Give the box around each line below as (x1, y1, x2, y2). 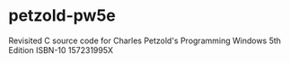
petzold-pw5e (8, 5, 116, 26)
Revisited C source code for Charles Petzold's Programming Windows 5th (8, 35, 282, 46)
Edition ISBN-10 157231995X (8, 44, 114, 55)
